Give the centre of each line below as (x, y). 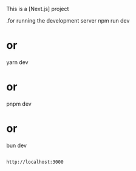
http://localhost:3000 (35, 162)
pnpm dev (19, 104)
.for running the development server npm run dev (68, 20)
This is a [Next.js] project (38, 9)
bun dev (17, 145)
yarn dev (17, 62)
